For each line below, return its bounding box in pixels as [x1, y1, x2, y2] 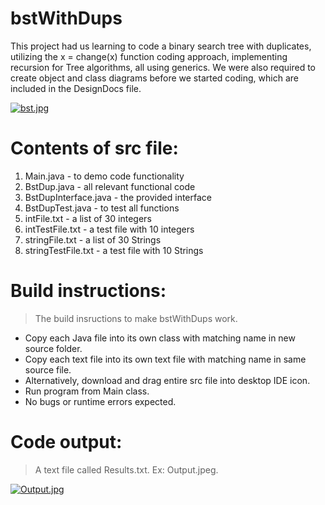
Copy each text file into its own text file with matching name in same [24, 353, 307, 365]
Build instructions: [10, 280, 167, 302]
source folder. [24, 342, 83, 354]
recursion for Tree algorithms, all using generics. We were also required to [10, 61, 316, 73]
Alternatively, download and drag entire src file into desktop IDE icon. [24, 374, 311, 386]
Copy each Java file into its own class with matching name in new [24, 332, 296, 344]
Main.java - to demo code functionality [24, 170, 185, 182]
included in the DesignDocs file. [10, 82, 142, 94]
